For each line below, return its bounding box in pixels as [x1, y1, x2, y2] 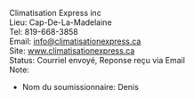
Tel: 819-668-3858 [9, 27, 78, 37]
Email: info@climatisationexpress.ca [9, 36, 141, 46]
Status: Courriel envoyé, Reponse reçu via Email [9, 55, 185, 65]
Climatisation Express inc [9, 8, 102, 18]
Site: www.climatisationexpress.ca [9, 45, 135, 56]
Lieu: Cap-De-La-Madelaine [9, 17, 113, 28]
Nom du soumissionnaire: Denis [21, 82, 140, 92]
